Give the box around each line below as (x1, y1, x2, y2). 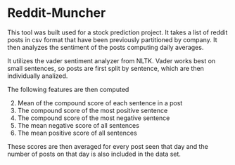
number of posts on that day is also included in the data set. (7, 150, 182, 158)
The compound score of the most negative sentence (17, 114, 170, 122)
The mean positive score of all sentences (17, 128, 137, 137)
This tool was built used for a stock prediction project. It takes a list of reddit (7, 28, 228, 37)
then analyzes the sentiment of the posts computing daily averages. (7, 43, 204, 51)
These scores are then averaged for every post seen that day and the (7, 142, 209, 150)
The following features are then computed (7, 85, 129, 93)
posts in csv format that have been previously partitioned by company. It (7, 35, 217, 44)
